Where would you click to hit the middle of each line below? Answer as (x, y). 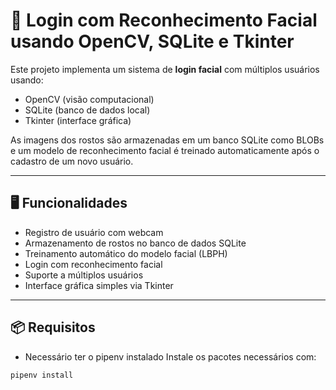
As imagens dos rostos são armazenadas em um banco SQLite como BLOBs (167, 140)
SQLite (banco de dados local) (87, 110)
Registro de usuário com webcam (94, 232)
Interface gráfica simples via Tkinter (99, 285)
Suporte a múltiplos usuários (84, 275)
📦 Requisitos (53, 327)
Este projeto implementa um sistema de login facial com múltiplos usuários (165, 69)
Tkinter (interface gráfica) (78, 120)
